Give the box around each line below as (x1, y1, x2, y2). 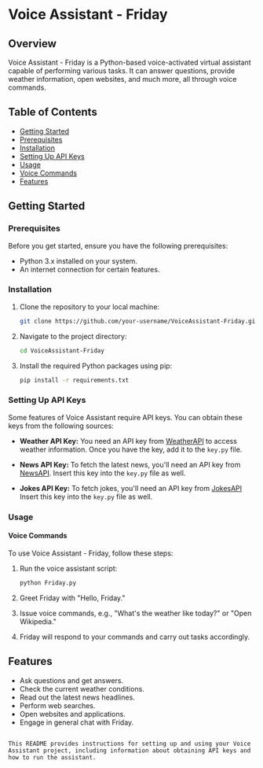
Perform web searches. (19, 700, 96, 710)
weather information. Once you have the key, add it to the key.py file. (19, 445, 243, 454)
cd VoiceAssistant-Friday (19, 346, 104, 355)
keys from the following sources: (8, 421, 114, 430)
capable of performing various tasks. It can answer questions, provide (8, 66, 236, 76)
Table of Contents (8, 105, 98, 119)
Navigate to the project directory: (19, 331, 127, 341)
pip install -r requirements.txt (19, 376, 130, 384)
